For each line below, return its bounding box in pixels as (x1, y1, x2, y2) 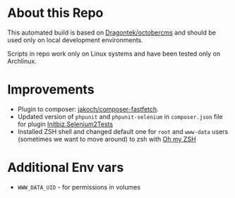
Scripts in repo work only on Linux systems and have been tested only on (7, 49, 221, 58)
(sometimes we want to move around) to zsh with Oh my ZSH (17, 135, 196, 143)
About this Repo (7, 5, 104, 21)
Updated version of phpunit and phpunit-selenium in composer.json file (17, 112, 224, 120)
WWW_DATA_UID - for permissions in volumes (17, 182, 141, 191)
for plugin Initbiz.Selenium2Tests (17, 120, 114, 128)
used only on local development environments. (7, 35, 143, 44)
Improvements (7, 82, 95, 98)
